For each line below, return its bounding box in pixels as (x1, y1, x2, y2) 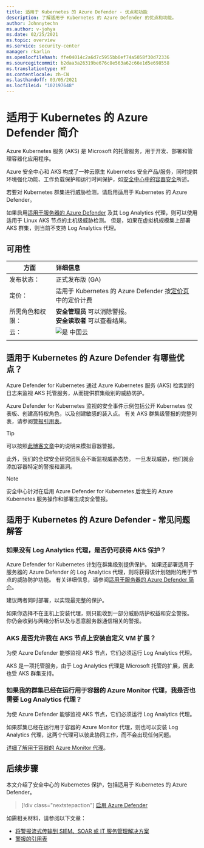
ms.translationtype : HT (6, 65, 67, 72)
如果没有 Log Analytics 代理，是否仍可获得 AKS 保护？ (6, 546, 167, 554)
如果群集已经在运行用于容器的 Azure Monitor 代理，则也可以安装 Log (6, 723, 178, 730)
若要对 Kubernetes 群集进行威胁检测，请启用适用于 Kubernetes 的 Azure (6, 188, 188, 196)
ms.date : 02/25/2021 (6, 32, 59, 38)
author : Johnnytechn (6, 20, 59, 26)
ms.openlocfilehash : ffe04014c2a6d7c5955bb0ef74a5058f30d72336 (6, 54, 170, 60)
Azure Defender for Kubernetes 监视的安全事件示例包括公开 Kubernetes (6, 402, 186, 409)
